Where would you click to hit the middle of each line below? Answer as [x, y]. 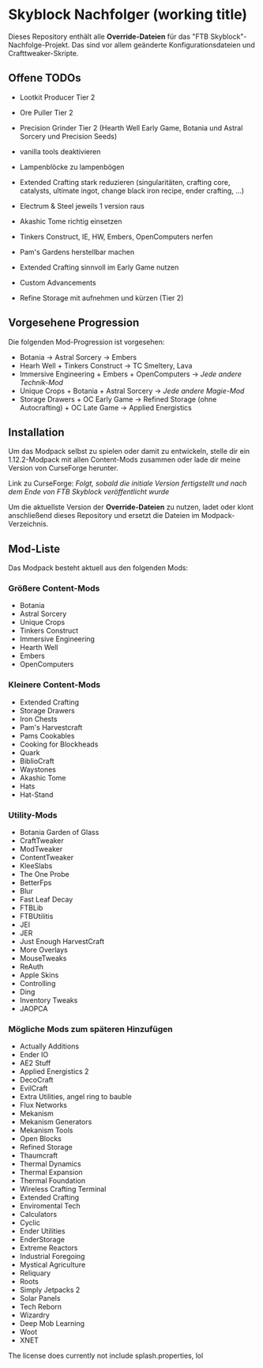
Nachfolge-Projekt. [39, 44]
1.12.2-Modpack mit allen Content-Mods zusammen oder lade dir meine [124, 459]
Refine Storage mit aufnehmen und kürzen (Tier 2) [101, 297]
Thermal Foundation [52, 1181]
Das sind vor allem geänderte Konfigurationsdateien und [163, 44]
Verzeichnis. [28, 524]
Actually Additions [49, 1046]
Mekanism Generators [56, 1122]
